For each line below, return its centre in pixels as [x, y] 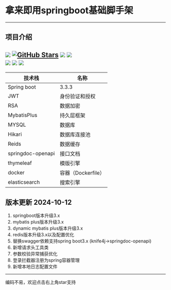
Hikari [15, 134]
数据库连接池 [75, 135]
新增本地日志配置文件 [35, 267]
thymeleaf [20, 163]
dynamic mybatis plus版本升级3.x [48, 228]
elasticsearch [24, 182]
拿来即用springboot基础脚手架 [69, 10]
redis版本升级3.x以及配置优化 [44, 234]
